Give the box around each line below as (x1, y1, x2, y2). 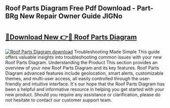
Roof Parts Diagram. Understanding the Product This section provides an (5, 60, 158, 65)
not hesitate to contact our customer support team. (5, 97, 113, 103)
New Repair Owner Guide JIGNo (19, 12, 123, 21)
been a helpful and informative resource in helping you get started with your (5, 86, 164, 92)
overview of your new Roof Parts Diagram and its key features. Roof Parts (5, 65, 159, 71)
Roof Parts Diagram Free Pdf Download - (5, 4, 135, 13)
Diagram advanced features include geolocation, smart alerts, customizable (5, 70, 164, 76)
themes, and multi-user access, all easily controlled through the (5, 76, 139, 81)
